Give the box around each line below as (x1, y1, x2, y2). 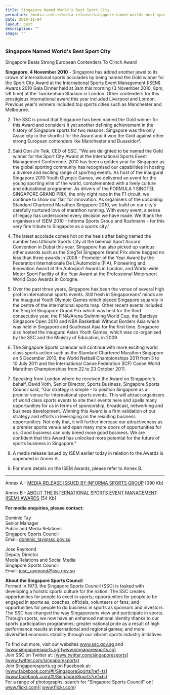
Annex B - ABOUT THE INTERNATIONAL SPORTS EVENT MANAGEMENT (5, 490, 158, 496)
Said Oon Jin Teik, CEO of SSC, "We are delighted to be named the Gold (12, 148, 163, 154)
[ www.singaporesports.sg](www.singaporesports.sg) (5, 647, 116, 653)
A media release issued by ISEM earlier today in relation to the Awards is (12, 450, 163, 456)
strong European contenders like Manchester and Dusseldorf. (12, 138, 141, 144)
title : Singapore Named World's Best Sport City (5, 7, 110, 13)
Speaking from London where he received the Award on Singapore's (12, 376, 156, 382)
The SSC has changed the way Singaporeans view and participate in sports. (5, 610, 164, 616)
